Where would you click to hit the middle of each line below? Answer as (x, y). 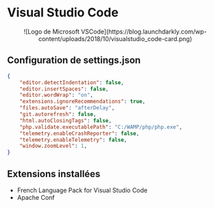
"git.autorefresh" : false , (58, 114)
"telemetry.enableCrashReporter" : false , (79, 133)
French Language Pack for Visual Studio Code (82, 190)
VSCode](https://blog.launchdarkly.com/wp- (144, 31)
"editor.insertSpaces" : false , (64, 89)
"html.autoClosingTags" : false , (66, 120)
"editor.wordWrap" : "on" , (57, 95)
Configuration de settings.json (74, 61)
